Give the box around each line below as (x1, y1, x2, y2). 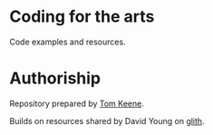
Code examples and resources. (9, 36, 126, 47)
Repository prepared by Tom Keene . (9, 98, 145, 109)
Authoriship (9, 68, 102, 89)
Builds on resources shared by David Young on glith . (9, 115, 206, 126)
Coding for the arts (9, 6, 155, 27)
